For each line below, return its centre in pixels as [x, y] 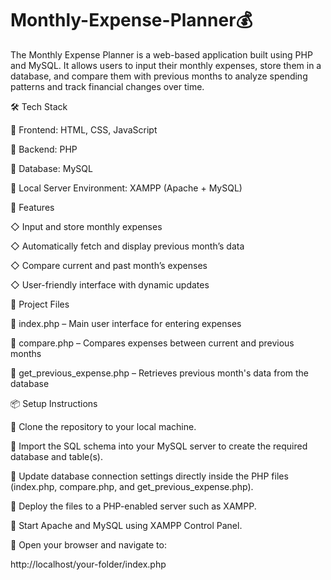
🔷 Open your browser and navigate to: [88, 544]
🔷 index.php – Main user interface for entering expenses [126, 323]
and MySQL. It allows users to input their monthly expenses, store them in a [166, 65]
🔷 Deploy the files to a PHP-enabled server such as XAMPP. [133, 506]
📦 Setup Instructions [54, 403]
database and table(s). [56, 456]
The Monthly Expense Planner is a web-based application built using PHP [161, 54]
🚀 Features [32, 207]
